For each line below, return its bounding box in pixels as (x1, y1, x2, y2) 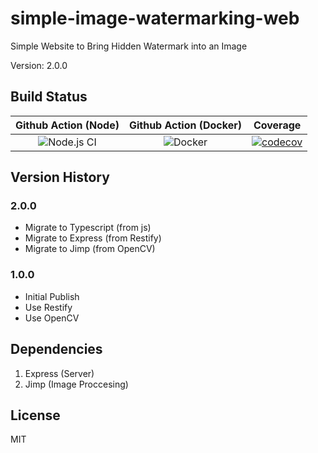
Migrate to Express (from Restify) (24, 232, 162, 244)
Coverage (253, 118, 302, 132)
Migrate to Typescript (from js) (24, 222, 152, 234)
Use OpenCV (24, 312, 80, 324)
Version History (10, 169, 110, 186)
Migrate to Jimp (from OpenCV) (24, 243, 156, 255)
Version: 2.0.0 (10, 59, 68, 71)
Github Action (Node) (15, 118, 120, 132)
